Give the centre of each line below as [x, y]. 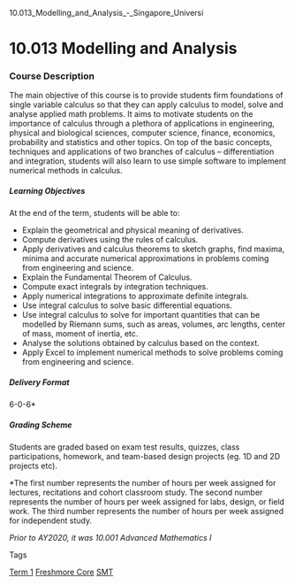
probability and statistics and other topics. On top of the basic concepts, [140, 142]
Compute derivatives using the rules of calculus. [110, 240]
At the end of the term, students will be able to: [95, 213]
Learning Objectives [47, 191]
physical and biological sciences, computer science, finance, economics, [142, 133]
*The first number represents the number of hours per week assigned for [143, 483]
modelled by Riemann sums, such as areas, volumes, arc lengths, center [153, 324]
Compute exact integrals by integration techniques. [115, 287]
